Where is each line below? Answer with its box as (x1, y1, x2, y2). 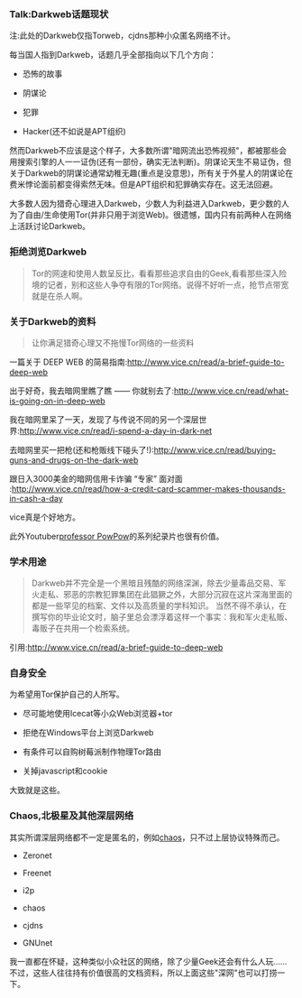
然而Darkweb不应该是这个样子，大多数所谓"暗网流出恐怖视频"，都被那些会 (9, 145, 288, 156)
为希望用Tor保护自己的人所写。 (9, 688, 124, 700)
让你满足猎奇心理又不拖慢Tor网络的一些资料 (31, 337, 195, 348)
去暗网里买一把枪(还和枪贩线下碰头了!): (9, 444, 155, 455)
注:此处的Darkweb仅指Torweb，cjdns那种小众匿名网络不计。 (9, 30, 236, 42)
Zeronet (22, 850, 52, 861)
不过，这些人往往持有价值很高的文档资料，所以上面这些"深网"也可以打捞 (9, 967, 278, 978)
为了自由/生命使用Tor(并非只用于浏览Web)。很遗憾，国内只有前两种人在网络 (9, 209, 292, 220)
